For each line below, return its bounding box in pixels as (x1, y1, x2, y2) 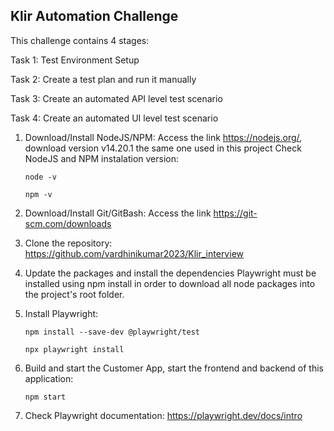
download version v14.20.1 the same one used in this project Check (24, 142, 302, 154)
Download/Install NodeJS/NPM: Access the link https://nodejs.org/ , (24, 131, 303, 143)
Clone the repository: (24, 237, 113, 249)
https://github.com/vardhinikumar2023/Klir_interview (24, 247, 244, 259)
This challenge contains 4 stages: (10, 34, 150, 46)
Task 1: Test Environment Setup (10, 54, 140, 66)
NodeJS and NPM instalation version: (24, 152, 179, 164)
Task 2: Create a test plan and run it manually (10, 73, 197, 85)
